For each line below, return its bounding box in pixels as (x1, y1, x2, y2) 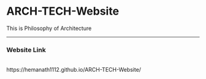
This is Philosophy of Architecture (6, 24, 92, 32)
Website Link (6, 45, 46, 54)
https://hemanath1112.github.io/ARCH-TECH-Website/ (6, 66, 142, 73)
